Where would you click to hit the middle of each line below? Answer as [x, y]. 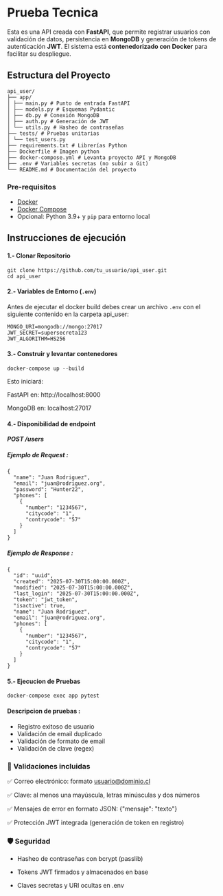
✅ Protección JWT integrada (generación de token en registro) [96, 822]
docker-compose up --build [46, 369]
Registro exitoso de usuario [56, 726]
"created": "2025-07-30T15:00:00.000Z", [72, 582]
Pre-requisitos [32, 187]
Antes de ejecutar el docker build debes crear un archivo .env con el [104, 306]
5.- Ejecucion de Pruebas [44, 681]
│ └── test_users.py [37, 139]
